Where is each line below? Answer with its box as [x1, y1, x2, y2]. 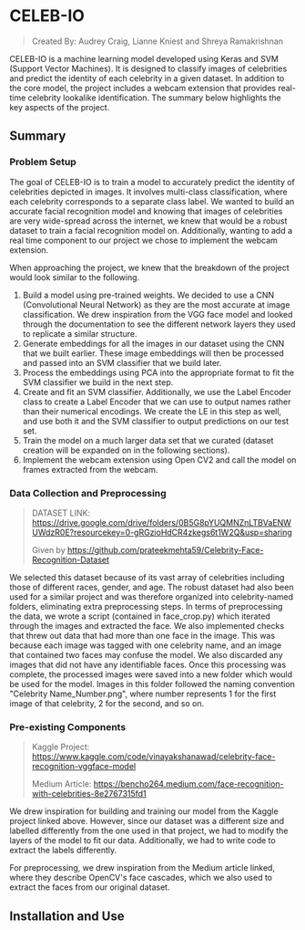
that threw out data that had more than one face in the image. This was [9, 630, 276, 641]
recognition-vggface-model [31, 761, 137, 772]
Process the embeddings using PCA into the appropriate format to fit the [22, 367, 295, 378]
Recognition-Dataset [31, 554, 110, 565]
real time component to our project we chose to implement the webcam [9, 235, 278, 246]
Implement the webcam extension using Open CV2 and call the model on [22, 454, 297, 465]
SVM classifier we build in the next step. [22, 376, 174, 388]
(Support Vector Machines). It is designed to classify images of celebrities [9, 63, 288, 74]
